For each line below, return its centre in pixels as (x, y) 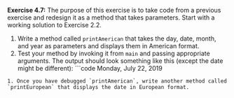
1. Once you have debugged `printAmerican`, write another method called (117, 81)
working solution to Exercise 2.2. (54, 25)
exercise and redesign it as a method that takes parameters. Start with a (111, 17)
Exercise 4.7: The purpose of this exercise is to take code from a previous (114, 10)
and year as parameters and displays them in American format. (108, 46)
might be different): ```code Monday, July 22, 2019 (90, 68)
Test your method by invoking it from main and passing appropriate (113, 53)
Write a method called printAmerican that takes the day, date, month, (117, 38)
